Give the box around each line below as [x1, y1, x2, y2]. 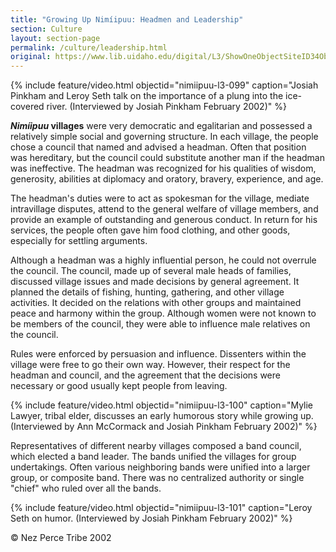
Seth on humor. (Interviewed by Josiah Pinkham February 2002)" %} [10, 512, 293, 525]
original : [10, 52, 52, 62]
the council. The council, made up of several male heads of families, [10, 265, 292, 277]
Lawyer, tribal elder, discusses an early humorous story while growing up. [10, 410, 314, 422]
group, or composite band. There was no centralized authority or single [10, 472, 305, 484]
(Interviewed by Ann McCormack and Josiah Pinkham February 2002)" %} [10, 421, 318, 433]
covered [10, 101, 45, 113]
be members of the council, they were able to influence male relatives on [10, 318, 311, 330]
